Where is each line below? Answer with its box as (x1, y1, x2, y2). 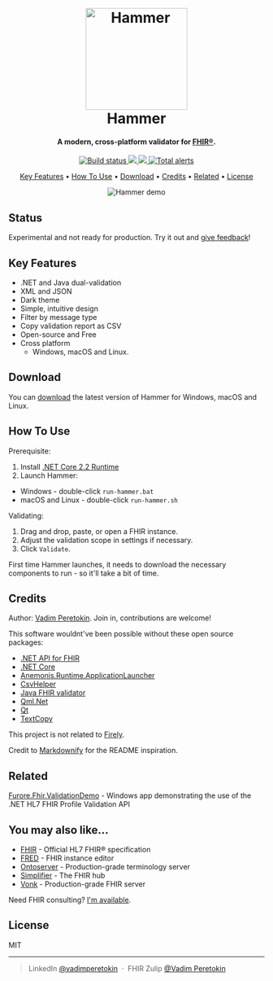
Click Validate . (19, 544, 71, 554)
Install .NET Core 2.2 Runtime (19, 462, 119, 471)
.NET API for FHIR (19, 654, 80, 663)
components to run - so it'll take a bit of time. (8, 568, 159, 578)
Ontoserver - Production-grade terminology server (19, 862, 191, 872)
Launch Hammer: (19, 471, 79, 480)
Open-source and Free (19, 330, 97, 339)
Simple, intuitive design (19, 304, 99, 313)
